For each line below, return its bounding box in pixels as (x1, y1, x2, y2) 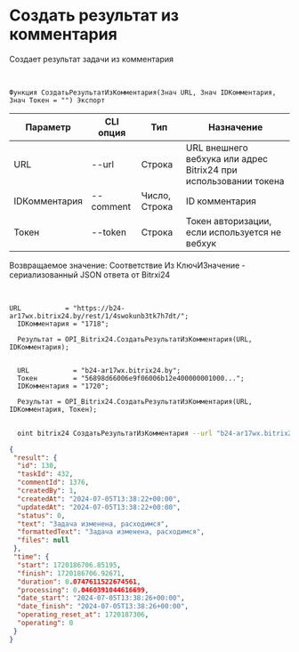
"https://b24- (72, 303, 125, 312)
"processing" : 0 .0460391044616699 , (17, 585, 149, 594)
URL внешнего (185, 141, 249, 154)
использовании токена (185, 174, 285, 187)
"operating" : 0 (17, 619, 74, 628)
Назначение (208, 121, 263, 133)
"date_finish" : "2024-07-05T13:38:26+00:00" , (17, 602, 190, 611)
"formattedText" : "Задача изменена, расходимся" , (17, 527, 205, 536)
